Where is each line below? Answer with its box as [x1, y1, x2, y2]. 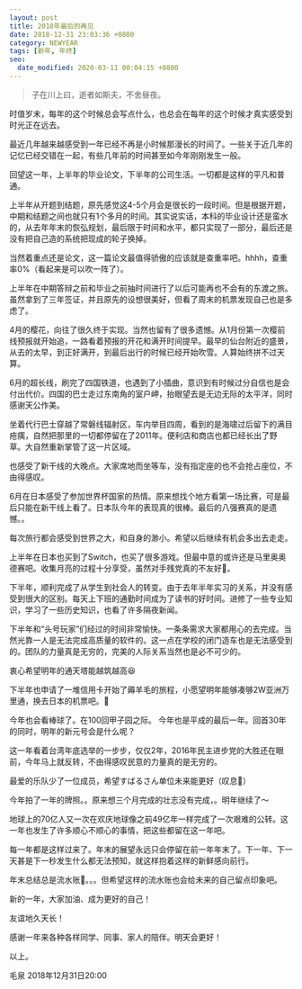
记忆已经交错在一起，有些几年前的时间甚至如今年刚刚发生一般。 [9, 149, 245, 160]
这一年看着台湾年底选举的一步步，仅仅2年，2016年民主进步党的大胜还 [9, 744, 269, 756]
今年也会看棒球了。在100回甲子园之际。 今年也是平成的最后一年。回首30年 [9, 715, 287, 725]
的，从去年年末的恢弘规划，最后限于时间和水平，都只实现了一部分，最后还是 [9, 221, 293, 232]
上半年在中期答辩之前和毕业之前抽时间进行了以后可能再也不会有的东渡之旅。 [9, 283, 293, 293]
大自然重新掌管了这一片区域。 [24, 441, 136, 452]
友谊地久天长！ [9, 913, 65, 923]
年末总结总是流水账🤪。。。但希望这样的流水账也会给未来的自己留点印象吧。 [9, 874, 283, 885]
